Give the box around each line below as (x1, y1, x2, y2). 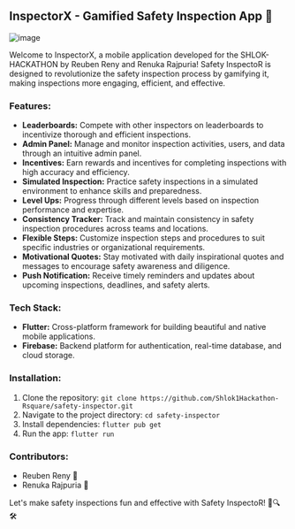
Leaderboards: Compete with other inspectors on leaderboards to (21, 120, 264, 131)
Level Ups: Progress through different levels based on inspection (21, 195, 260, 206)
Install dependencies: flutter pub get (21, 418, 162, 429)
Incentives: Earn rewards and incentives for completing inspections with (21, 157, 287, 168)
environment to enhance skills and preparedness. (21, 186, 202, 196)
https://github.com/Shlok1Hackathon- (140, 394, 280, 402)
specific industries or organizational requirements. (21, 242, 206, 253)
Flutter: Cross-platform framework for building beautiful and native (21, 322, 267, 333)
